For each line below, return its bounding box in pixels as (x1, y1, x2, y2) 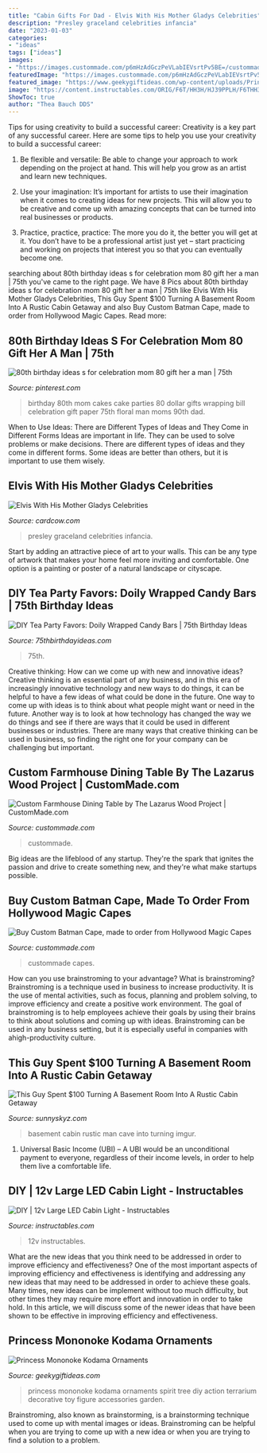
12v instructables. (27, 1236, 86, 1246)
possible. (8, 871, 38, 881)
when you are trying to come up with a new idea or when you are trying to (8, 1427, 250, 1436)
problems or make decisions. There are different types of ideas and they (8, 439, 245, 448)
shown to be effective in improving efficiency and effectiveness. (8, 1310, 219, 1320)
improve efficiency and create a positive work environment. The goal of (8, 999, 242, 1009)
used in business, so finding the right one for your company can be (8, 734, 228, 744)
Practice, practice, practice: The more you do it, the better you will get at (19, 228, 258, 237)
